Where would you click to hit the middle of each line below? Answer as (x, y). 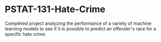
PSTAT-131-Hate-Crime (55, 9)
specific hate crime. (25, 34)
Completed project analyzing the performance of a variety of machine (78, 23)
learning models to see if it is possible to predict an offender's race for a (81, 28)
